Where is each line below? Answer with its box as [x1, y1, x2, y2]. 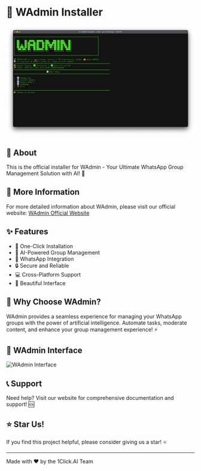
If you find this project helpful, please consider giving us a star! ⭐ [6, 438, 167, 445]
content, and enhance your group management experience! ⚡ [6, 326, 158, 333]
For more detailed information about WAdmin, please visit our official [6, 203, 175, 210]
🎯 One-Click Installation [14, 242, 74, 250]
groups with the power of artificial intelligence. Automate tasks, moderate [6, 319, 187, 326]
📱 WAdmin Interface [6, 345, 83, 355]
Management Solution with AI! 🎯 [6, 170, 86, 177]
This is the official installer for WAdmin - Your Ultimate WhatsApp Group [6, 164, 184, 171]
